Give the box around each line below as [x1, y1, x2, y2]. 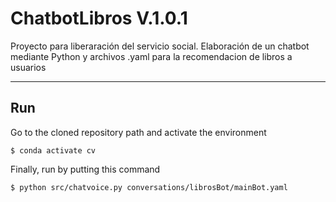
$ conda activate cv [10, 145, 97, 156]
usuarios [10, 61, 47, 73]
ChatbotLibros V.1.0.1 [10, 7, 188, 30]
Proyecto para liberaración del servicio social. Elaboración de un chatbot [10, 40, 310, 52]
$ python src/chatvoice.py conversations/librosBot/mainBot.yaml [10, 182, 288, 192]
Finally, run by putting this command [10, 163, 161, 175]
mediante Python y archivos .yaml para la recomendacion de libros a [10, 50, 293, 62]
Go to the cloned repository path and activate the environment [10, 126, 267, 138]
